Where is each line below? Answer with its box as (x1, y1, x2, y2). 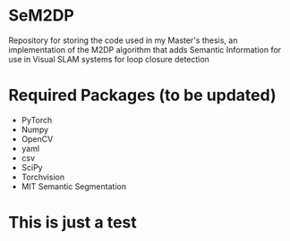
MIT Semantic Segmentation (21, 180, 127, 192)
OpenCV (21, 133, 54, 144)
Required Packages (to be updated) (8, 86, 277, 105)
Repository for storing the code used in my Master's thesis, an (8, 35, 238, 46)
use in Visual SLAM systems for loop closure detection (8, 54, 209, 64)
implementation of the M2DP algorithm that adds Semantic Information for (8, 44, 282, 54)
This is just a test (8, 212, 137, 233)
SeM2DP (8, 5, 75, 26)
